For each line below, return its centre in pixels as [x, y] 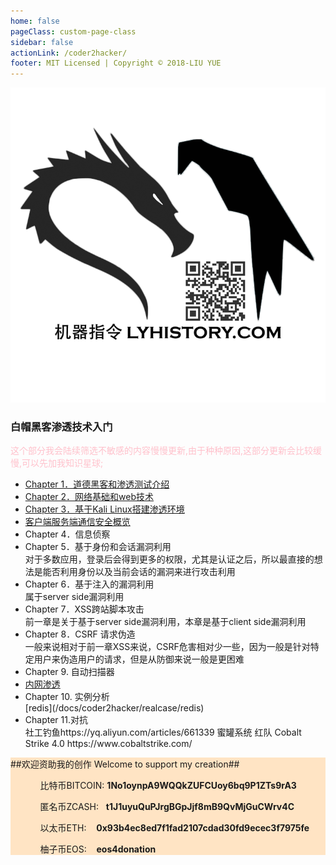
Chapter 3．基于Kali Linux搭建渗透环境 [104, 509]
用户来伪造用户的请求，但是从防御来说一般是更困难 [139, 659]
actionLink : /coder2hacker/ [69, 53]
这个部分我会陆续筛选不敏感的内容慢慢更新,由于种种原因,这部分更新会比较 [162, 451]
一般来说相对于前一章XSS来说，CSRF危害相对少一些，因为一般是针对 [167, 647]
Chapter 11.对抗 [56, 720]
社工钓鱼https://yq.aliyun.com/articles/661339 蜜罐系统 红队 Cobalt [163, 732]
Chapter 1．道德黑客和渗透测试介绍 [97, 484]
